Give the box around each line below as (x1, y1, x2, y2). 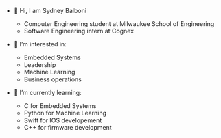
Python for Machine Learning (23, 109, 107, 117)
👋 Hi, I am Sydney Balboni (13, 7, 87, 14)
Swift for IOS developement (23, 116, 102, 124)
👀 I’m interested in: (13, 40, 67, 48)
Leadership (23, 61, 56, 68)
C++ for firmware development (23, 124, 112, 131)
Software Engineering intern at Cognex (23, 27, 135, 35)
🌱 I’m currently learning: (13, 89, 82, 96)
